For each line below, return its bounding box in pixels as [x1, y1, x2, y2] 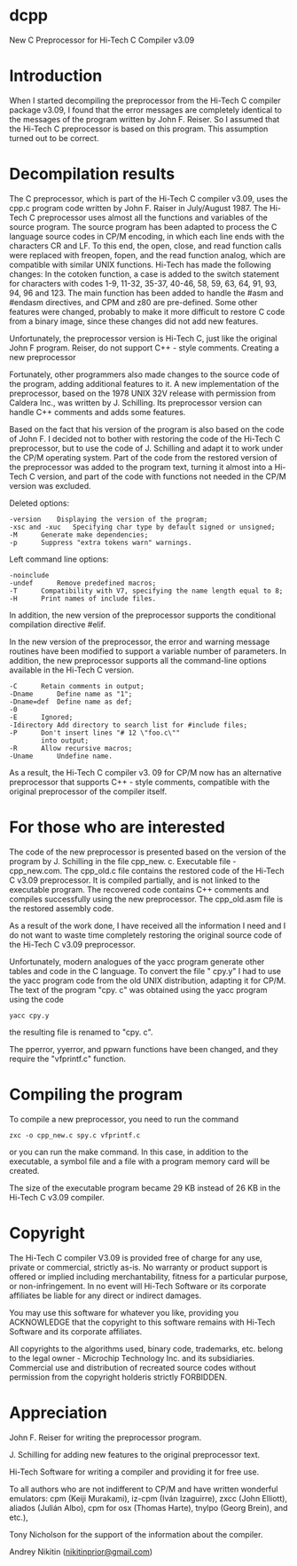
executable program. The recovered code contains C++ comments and [9, 884, 270, 894]
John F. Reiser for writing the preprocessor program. [9, 1432, 202, 1443]
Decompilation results [9, 164, 176, 185]
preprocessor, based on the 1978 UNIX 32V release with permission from [9, 388, 277, 398]
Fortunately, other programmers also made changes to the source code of [9, 369, 280, 380]
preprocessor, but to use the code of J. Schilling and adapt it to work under [9, 443, 284, 453]
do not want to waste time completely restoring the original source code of [9, 929, 282, 940]
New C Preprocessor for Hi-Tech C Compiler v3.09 [9, 35, 195, 45]
